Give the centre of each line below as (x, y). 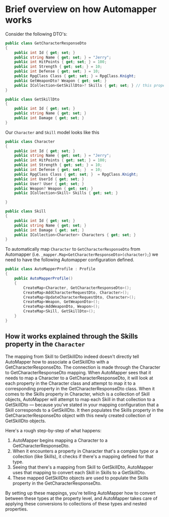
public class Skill (26, 211)
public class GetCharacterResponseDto (46, 43)
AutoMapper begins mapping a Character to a (60, 440)
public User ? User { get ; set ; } (49, 184)
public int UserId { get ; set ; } (49, 179)
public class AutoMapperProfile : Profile (50, 269)
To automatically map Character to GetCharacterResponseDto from (73, 249)
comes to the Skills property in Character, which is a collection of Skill (77, 394)
